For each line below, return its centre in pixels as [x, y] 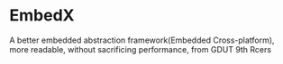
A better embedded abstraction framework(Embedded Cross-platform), [142, 40]
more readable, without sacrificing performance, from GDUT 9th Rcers [141, 49]
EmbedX [42, 16]
